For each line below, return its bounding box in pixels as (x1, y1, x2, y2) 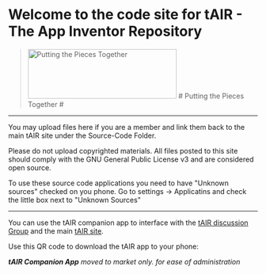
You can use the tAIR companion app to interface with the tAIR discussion (8, 218, 249, 227)
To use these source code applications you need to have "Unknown (8, 178, 230, 188)
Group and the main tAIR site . (8, 226, 104, 235)
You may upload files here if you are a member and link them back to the (8, 122, 245, 131)
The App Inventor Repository (8, 22, 203, 40)
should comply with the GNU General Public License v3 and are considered (8, 154, 254, 164)
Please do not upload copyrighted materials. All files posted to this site (8, 146, 238, 155)
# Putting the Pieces (177, 91, 245, 101)
